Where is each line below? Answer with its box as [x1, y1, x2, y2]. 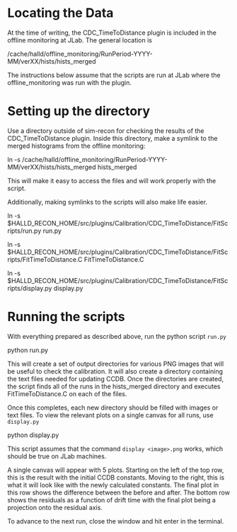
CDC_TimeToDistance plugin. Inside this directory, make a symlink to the [7, 134, 218, 142]
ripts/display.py [7, 284, 52, 292]
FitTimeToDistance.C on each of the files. [7, 389, 127, 398]
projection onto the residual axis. [7, 503, 103, 511]
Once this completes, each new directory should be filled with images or [7, 403, 219, 412]
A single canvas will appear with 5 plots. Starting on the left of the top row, [7, 466, 224, 474]
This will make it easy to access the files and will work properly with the [7, 176, 216, 185]
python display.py [7, 430, 59, 439]
